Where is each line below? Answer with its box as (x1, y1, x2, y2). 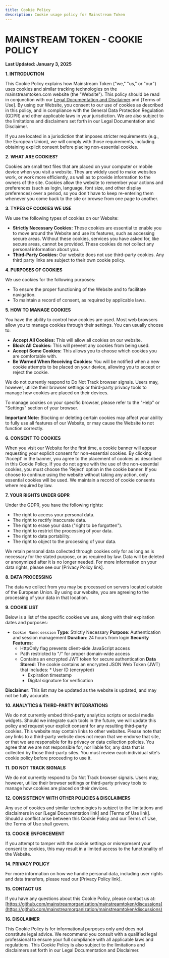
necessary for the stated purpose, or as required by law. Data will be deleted (5, 554, 164, 560)
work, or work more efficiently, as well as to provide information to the (5, 174, 151, 181)
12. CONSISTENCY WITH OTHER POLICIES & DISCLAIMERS (5, 795, 131, 801)
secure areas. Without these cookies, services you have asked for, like (12, 235, 159, 242)
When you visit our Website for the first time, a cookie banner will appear (5, 445, 157, 451)
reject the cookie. (12, 369, 49, 376)
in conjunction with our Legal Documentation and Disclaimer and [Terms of (5, 97, 161, 103)
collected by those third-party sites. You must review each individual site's (5, 750, 160, 756)
